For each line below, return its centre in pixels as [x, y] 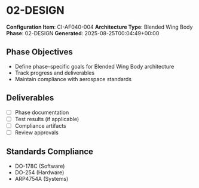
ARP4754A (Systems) [42, 178]
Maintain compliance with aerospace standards [73, 79]
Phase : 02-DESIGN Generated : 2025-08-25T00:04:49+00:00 [83, 33]
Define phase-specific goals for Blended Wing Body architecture [94, 66]
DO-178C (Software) [40, 166]
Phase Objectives [39, 52]
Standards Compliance [50, 152]
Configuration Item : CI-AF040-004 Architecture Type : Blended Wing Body [99, 27]
